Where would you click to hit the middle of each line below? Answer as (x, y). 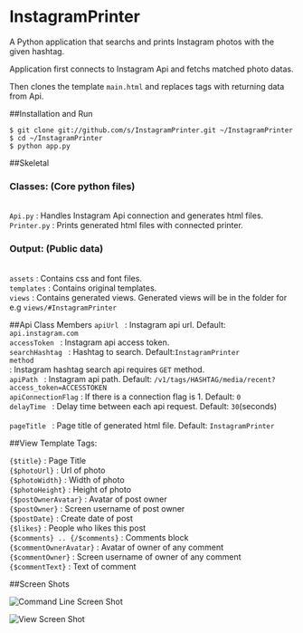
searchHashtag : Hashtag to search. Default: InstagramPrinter (124, 351)
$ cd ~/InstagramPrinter (56, 138)
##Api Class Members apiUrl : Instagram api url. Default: (118, 324)
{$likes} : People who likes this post (78, 528)
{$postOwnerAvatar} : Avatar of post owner (88, 499)
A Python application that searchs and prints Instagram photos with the (142, 42)
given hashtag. (37, 51)
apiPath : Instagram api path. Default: (80, 379)
